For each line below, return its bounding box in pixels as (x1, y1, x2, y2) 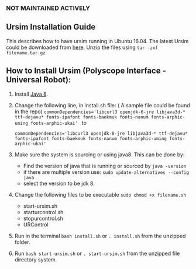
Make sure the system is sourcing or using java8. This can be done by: (14, 151, 185, 158)
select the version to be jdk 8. (23, 180, 95, 187)
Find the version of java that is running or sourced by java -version (23, 162, 187, 169)
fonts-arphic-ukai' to (30, 119, 87, 126)
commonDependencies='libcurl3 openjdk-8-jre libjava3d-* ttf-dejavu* (14, 130, 188, 137)
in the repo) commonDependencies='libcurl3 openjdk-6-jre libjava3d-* (14, 108, 185, 115)
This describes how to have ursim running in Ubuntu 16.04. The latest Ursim (6, 37, 189, 44)
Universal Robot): (6, 75, 71, 85)
